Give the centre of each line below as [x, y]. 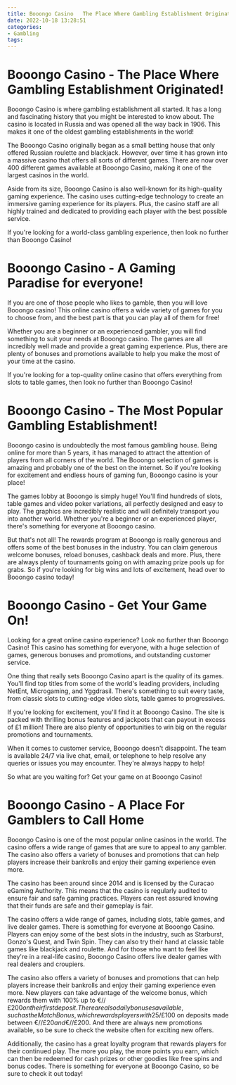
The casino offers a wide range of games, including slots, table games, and [116, 919]
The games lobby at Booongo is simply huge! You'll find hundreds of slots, [115, 496]
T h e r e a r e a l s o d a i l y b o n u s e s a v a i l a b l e [130, 1008]
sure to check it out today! [45, 1073]
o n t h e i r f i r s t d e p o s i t [49, 1008]
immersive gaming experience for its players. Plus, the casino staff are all [113, 204]
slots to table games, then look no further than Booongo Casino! [100, 382]
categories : [25, 27]
